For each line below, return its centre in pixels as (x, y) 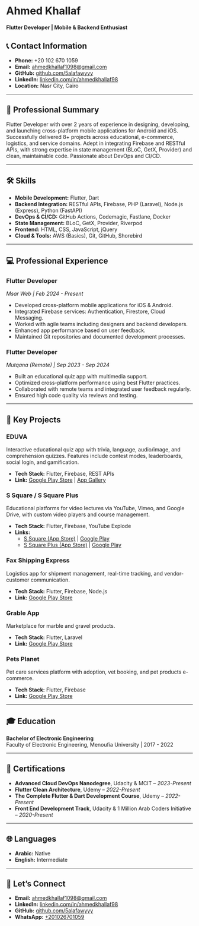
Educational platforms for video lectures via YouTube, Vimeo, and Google (95, 508)
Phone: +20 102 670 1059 (46, 60)
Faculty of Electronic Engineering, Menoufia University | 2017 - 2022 (90, 745)
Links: (23, 532)
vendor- (174, 573)
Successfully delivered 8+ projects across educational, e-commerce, (90, 137)
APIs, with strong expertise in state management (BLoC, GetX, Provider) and (99, 149)
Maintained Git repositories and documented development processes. (100, 337)
